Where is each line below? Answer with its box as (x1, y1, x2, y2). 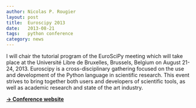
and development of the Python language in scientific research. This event (6, 72, 190, 78)
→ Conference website (6, 96, 65, 103)
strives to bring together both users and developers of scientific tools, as (6, 78, 186, 85)
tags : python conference (6, 31, 73, 37)
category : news (6, 36, 44, 42)
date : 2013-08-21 (6, 25, 55, 31)
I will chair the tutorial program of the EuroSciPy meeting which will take (6, 53, 183, 59)
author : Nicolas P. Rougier (6, 8, 76, 15)
